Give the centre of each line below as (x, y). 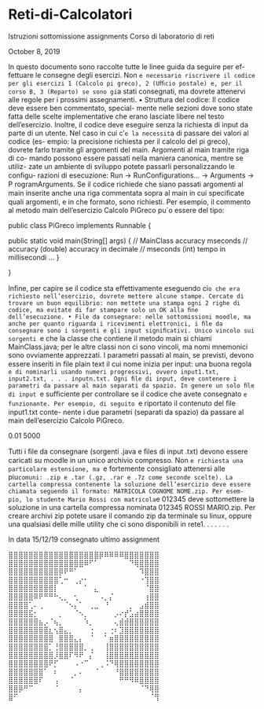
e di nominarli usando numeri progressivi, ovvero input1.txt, (114, 372)
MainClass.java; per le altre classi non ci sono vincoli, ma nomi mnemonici (128, 347)
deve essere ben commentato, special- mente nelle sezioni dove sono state (130, 108)
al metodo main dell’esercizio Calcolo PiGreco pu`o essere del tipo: (116, 210)
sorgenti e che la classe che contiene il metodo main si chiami (110, 338)
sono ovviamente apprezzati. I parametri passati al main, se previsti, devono (131, 354)
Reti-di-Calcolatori (70, 15)
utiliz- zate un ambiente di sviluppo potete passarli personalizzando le (121, 166)
